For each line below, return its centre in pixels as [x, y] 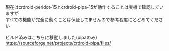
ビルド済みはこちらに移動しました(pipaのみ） [52, 37]
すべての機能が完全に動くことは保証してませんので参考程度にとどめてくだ [82, 20]
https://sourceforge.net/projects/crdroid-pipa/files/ [58, 43]
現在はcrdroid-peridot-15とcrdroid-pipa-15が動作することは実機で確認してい [84, 7]
